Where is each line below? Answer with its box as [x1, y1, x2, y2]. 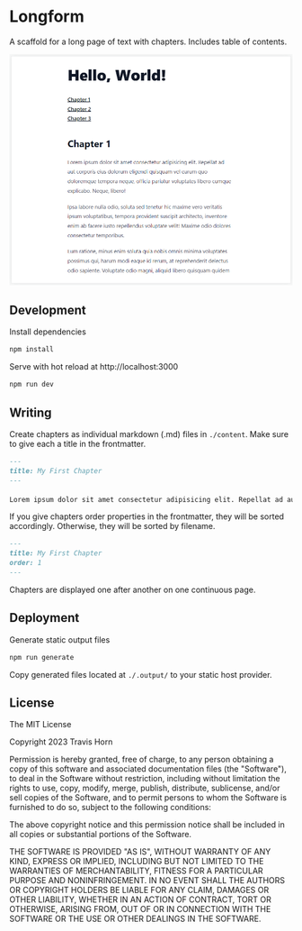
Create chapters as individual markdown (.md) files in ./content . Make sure [9, 429, 289, 440]
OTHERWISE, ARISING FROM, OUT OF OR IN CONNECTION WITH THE [9, 904, 271, 915]
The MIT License [9, 719, 72, 730]
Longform [9, 6, 84, 27]
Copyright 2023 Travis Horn [9, 736, 113, 747]
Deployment [9, 610, 80, 625]
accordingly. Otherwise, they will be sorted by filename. [9, 521, 216, 532]
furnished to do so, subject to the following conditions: [9, 802, 211, 813]
